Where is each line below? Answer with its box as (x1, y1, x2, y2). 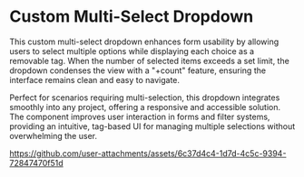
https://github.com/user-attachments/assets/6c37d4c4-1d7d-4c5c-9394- (9, 147, 287, 159)
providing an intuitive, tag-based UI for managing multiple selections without (9, 120, 296, 132)
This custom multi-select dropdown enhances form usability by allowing (9, 36, 279, 47)
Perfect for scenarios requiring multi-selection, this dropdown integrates (9, 92, 280, 103)
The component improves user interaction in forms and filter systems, (9, 111, 270, 122)
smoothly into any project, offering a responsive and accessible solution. (9, 101, 281, 112)
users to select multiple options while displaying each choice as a (9, 45, 255, 56)
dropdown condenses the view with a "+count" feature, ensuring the (9, 65, 266, 76)
